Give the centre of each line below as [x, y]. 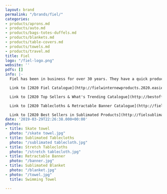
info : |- [14, 74]
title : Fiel [17, 56]
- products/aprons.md [28, 24]
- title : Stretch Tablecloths [37, 147]
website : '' [17, 65]
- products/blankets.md [30, 38]
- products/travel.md [28, 51]
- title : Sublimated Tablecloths [40, 138]
